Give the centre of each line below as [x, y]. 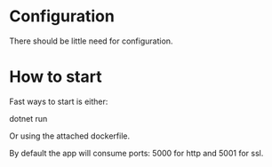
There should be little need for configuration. [91, 41]
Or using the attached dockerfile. [70, 136]
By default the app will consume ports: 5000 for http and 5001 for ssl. [136, 153]
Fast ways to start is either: [59, 101]
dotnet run [28, 118]
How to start [56, 77]
